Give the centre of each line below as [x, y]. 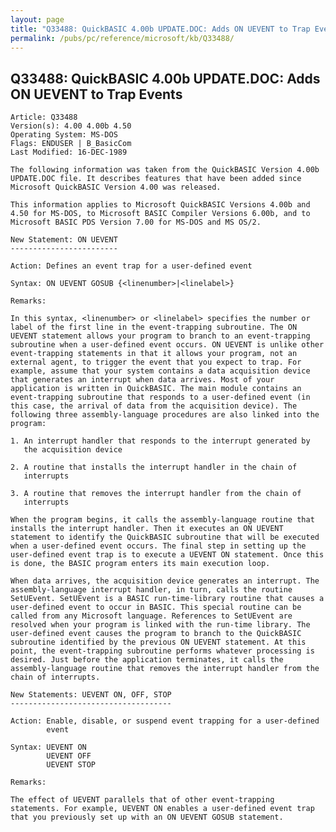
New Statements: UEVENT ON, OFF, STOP [91, 695]
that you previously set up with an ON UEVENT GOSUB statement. [147, 817]
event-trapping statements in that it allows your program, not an [154, 354]
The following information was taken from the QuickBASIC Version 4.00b [165, 170]
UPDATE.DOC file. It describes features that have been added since [156, 179]
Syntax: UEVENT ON [48, 747]
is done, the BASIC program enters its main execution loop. [140, 564]
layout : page [37, 19]
